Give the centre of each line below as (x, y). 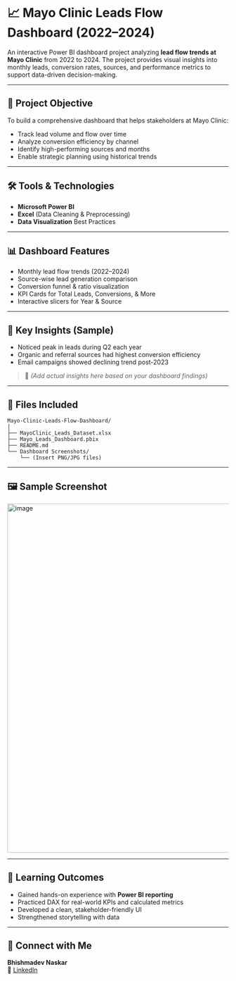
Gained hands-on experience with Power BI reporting (95, 894)
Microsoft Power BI (46, 206)
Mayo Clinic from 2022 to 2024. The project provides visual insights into (112, 59)
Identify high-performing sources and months (84, 149)
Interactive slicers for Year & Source (70, 301)
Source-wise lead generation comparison (78, 279)
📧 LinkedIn (22, 970)
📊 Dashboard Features (59, 251)
